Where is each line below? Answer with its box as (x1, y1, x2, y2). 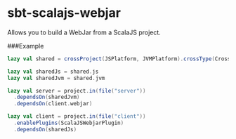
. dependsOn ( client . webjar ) (13, 100, 93, 107)
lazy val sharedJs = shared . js (7, 68, 99, 75)
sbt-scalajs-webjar (7, 5, 122, 21)
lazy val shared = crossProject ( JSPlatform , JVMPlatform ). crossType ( (7, 55, 216, 62)
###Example (7, 41, 44, 50)
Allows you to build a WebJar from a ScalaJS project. (7, 28, 162, 37)
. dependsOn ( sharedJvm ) (13, 93, 80, 101)
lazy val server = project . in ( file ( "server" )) (7, 87, 146, 94)
